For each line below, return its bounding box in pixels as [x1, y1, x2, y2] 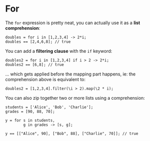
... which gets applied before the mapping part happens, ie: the [5, 71, 136, 77]
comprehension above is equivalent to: [5, 76, 86, 82]
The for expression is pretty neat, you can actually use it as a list [5, 20, 140, 26]
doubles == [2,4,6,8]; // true [5, 39, 71, 44]
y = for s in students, [5, 118, 55, 123]
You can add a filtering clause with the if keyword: [5, 48, 112, 54]
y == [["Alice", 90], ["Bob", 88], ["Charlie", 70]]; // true [5, 131, 138, 136]
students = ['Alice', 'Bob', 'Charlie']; [5, 104, 94, 110]
